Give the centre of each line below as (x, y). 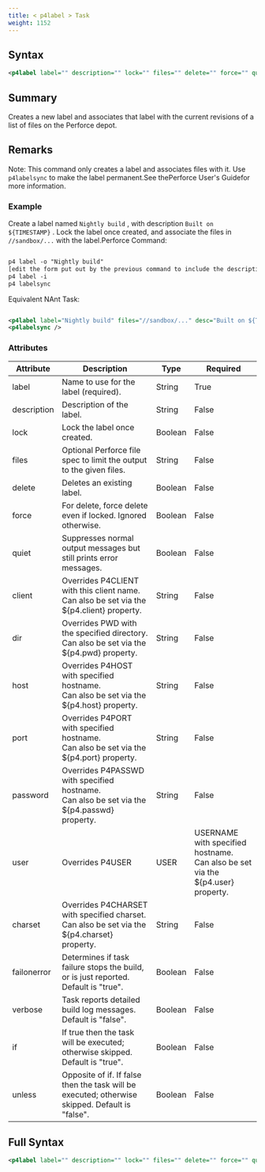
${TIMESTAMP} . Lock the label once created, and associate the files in (120, 232)
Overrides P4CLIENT (101, 580)
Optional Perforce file (101, 450)
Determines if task (96, 957)
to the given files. (94, 470)
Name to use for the (99, 382)
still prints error (90, 558)
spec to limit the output (105, 459)
